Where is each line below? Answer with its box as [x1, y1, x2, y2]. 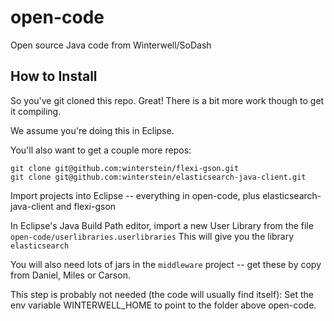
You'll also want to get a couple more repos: [10, 144, 192, 156]
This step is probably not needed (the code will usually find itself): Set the [10, 288, 314, 300]
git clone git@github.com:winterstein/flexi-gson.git [10, 163, 240, 173]
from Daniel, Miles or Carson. [10, 269, 131, 281]
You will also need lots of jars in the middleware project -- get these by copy [10, 258, 322, 270]
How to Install [10, 68, 98, 85]
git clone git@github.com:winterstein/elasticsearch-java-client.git [10, 172, 307, 182]
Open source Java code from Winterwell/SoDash [10, 39, 212, 51]
